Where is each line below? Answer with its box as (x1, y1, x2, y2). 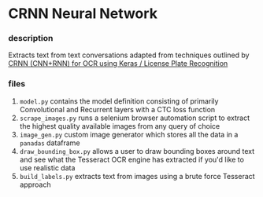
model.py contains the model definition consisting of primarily (19, 96, 219, 106)
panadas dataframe (19, 138, 80, 148)
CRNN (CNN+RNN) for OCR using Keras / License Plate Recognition (8, 59, 228, 68)
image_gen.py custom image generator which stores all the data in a (19, 130, 239, 139)
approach (19, 180, 51, 189)
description (8, 33, 54, 44)
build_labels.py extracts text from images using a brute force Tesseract (19, 171, 255, 181)
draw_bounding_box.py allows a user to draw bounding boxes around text (19, 146, 255, 155)
